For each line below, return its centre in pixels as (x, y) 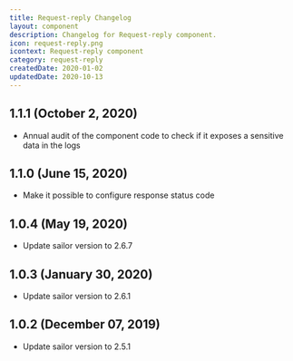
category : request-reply (56, 60)
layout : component (44, 26)
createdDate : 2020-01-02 (56, 69)
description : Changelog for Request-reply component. (113, 34)
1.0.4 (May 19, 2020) (69, 224)
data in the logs (51, 145)
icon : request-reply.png (56, 43)
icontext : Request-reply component (77, 52)
